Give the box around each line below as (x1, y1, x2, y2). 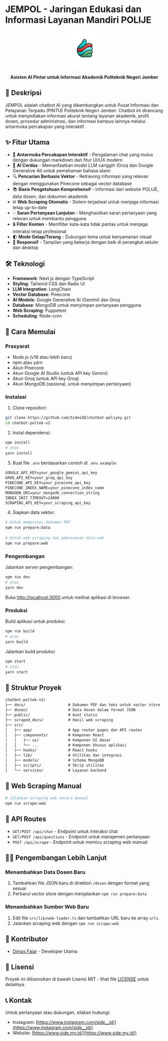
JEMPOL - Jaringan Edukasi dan (5, 4, 142, 15)
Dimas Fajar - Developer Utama (12, 948, 78, 954)
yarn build (5, 639, 28, 644)
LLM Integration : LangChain (12, 286, 71, 292)
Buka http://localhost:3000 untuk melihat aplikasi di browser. (5, 595, 131, 601)
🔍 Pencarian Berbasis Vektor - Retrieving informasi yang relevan (12, 173, 149, 179)
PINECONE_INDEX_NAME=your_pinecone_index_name (5, 485, 104, 490)
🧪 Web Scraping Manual (5, 782, 82, 790)
